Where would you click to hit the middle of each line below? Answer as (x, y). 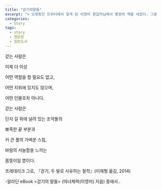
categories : (17, 19)
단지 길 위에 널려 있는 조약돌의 (34, 119)
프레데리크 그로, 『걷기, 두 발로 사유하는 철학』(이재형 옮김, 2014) (68, 171)
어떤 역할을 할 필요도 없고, (30, 77)
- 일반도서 (19, 42)
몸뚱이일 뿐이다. (20, 161)
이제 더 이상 (16, 66)
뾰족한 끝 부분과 (20, 129)
